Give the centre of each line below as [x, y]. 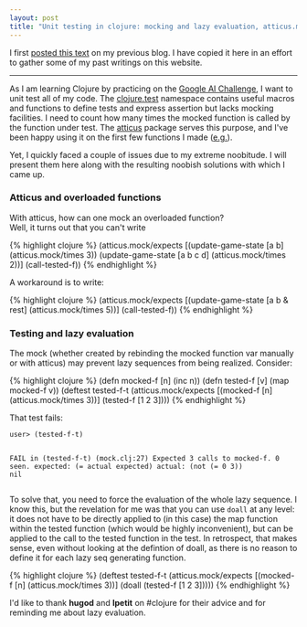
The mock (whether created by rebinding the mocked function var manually [152, 354]
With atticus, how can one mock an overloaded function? [117, 218]
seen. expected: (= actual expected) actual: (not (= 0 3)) [127, 467]
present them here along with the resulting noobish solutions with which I [147, 165]
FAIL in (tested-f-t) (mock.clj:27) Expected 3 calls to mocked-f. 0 [145, 459]
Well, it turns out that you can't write [78, 227]
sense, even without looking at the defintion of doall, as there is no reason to [153, 548]
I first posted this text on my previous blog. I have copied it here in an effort [151, 52]
